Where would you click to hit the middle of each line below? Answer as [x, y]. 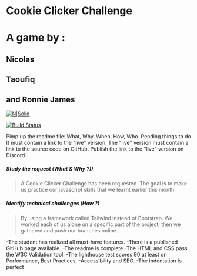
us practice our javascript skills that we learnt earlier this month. [98, 189]
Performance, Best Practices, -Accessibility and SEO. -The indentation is [94, 261]
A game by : [36, 38]
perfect [15, 267]
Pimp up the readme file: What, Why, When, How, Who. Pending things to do [98, 136]
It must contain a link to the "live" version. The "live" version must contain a [97, 142]
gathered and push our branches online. [69, 230]
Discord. [16, 155]
